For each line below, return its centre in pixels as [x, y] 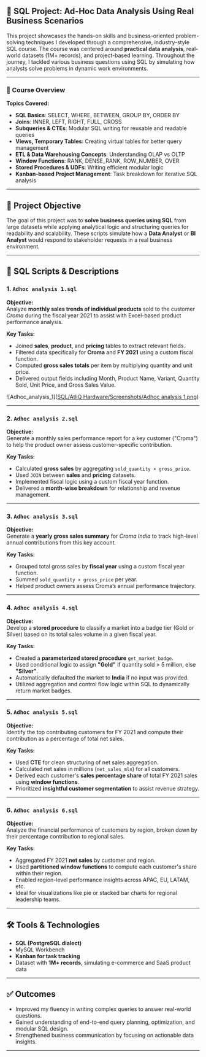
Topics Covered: [28, 103]
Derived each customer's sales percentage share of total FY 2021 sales [106, 775]
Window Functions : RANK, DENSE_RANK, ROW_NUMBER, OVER [97, 161]
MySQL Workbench [40, 950]
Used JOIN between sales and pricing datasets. [75, 475]
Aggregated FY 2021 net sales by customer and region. [85, 861]
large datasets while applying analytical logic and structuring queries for [97, 226]
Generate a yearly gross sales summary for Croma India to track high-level [102, 536]
